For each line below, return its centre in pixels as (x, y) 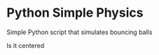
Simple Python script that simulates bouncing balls (79, 32)
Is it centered (26, 45)
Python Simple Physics (75, 13)
